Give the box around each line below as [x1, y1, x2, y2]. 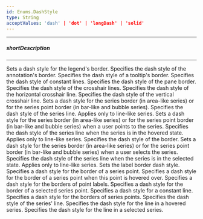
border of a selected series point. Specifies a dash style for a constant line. [6, 187, 193, 194]
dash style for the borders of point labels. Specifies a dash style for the [6, 180, 183, 188]
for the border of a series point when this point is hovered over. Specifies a [6, 174, 193, 182]
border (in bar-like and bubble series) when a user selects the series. [6, 148, 178, 156]
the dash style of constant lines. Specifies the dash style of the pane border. [6, 78, 196, 85]
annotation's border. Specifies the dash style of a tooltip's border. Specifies [6, 72, 195, 79]
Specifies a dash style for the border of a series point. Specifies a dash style [6, 168, 197, 175]
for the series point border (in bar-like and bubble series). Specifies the [6, 104, 184, 111]
